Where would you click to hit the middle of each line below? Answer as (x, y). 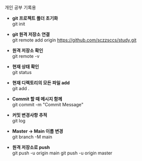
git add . (21, 88)
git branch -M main (32, 137)
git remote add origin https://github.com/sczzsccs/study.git (74, 40)
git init (19, 24)
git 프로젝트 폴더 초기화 (35, 18)
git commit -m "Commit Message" (48, 105)
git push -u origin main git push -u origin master (62, 153)
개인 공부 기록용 (21, 7)
